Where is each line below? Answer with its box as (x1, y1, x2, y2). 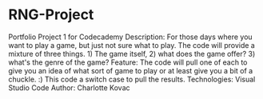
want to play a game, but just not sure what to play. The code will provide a (8, 40, 256, 49)
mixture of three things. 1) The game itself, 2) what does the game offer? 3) (8, 49, 256, 58)
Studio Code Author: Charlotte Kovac (8, 82, 130, 93)
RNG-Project (8, 6, 94, 24)
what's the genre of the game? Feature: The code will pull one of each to (8, 57, 248, 67)
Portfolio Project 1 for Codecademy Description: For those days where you (8, 32, 253, 42)
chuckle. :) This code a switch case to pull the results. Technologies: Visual (8, 74, 256, 84)
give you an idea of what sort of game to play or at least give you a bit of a (8, 65, 253, 75)
